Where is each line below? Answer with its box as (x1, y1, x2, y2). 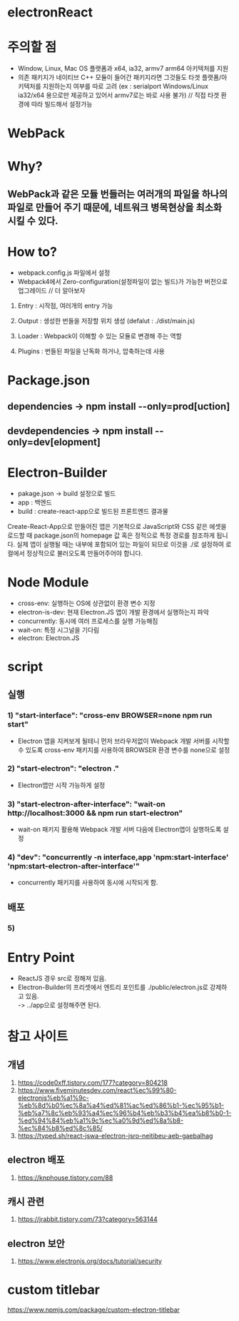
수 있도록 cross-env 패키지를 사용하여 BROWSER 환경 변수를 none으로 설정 (17, 745, 230, 754)
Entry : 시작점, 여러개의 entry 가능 (17, 301, 113, 310)
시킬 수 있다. (7, 215, 59, 227)
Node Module (7, 574, 89, 590)
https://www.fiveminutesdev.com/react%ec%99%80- (17, 1085, 177, 1094)
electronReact (7, 4, 93, 21)
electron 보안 (7, 1238, 66, 1250)
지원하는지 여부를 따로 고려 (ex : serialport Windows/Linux (42, 82, 209, 91)
